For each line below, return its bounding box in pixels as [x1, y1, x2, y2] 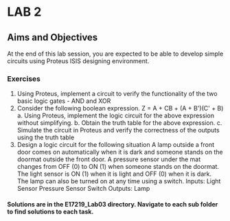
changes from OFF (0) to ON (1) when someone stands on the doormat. [16, 163, 220, 171]
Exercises [7, 73, 41, 83]
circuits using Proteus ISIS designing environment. [7, 57, 150, 65]
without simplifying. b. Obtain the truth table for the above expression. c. [16, 119, 222, 127]
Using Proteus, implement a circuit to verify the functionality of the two [16, 90, 218, 98]
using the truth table [16, 133, 75, 141]
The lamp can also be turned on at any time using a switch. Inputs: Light [16, 177, 221, 185]
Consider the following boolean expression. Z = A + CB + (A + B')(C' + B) [16, 104, 224, 113]
